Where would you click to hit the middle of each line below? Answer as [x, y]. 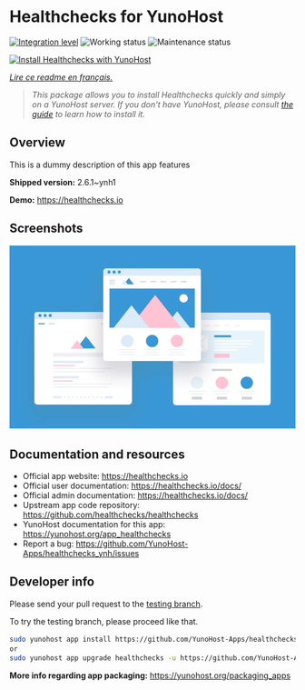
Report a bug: [48, 544]
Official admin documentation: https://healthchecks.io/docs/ [135, 495]
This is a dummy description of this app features [100, 165]
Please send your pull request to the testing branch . [106, 604]
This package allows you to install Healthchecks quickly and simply [158, 95]
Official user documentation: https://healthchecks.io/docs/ [132, 485]
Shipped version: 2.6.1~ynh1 [63, 182]
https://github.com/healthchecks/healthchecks [110, 515]
